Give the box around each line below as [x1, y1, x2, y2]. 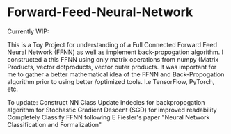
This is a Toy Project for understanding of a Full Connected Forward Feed [7, 40, 218, 49]
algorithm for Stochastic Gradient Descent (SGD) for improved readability [7, 106, 217, 114]
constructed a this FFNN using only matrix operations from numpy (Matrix [7, 55, 219, 63]
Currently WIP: [7, 27, 49, 35]
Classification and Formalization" [7, 120, 102, 128]
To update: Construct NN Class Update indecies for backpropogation [7, 98, 205, 106]
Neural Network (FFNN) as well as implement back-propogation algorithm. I [7, 48, 224, 56]
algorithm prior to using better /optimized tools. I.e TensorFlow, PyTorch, [7, 77, 215, 85]
